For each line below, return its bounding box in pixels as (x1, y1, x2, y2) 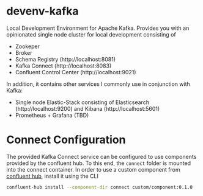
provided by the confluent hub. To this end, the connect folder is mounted (6, 159, 191, 167)
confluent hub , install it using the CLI (6, 172, 99, 180)
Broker (15, 49, 32, 56)
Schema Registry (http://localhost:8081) (15, 55, 116, 63)
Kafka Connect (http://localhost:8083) (15, 62, 112, 69)
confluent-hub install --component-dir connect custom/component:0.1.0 (6, 184, 193, 190)
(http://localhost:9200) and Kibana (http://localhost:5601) (15, 105, 160, 112)
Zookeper (15, 43, 40, 50)
